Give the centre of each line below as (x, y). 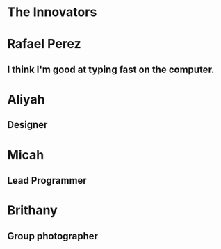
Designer (27, 125)
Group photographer (53, 236)
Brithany (32, 210)
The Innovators (52, 12)
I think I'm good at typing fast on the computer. (111, 69)
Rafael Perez (44, 44)
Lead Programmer (47, 180)
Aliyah (26, 99)
